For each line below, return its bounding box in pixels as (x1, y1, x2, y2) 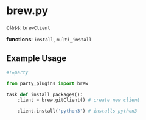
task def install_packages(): (6, 91, 83, 97)
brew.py (6, 4, 49, 18)
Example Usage (6, 53, 67, 64)
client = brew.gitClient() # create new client (17, 97, 140, 104)
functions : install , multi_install (6, 35, 92, 43)
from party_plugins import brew (6, 80, 88, 86)
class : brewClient (6, 24, 50, 31)
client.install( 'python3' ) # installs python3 (17, 108, 137, 115)
